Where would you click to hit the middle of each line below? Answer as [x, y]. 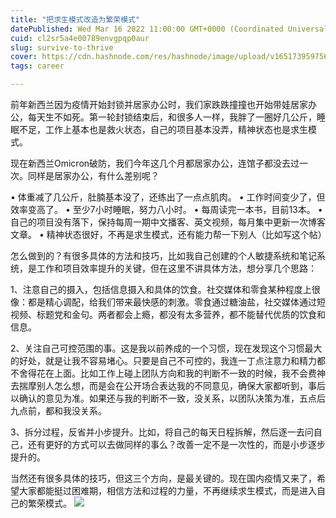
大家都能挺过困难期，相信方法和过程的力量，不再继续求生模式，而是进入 [167, 490]
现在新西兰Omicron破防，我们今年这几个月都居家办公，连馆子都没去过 [155, 163]
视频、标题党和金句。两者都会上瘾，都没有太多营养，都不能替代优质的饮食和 [168, 314]
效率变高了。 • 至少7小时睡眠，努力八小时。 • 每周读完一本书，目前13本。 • [166, 209]
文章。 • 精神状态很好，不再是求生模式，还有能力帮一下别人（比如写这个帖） [168, 234]
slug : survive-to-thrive [62, 47]
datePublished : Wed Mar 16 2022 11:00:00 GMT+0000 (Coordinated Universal [169, 29]
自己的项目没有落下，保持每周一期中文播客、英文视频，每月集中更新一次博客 [168, 222]
